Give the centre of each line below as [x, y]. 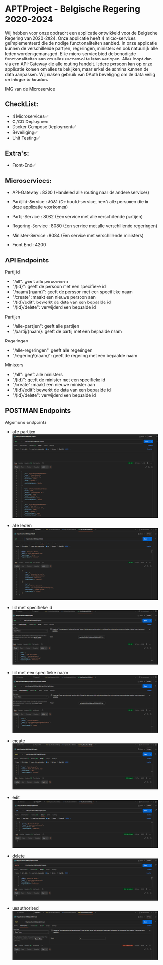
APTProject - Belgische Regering [73, 9]
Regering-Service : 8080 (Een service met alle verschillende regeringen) [85, 226]
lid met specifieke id [32, 608]
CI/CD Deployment [31, 121]
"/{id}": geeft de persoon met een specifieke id [59, 287]
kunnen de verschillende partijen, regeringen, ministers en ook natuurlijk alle [81, 48]
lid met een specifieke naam [40, 673]
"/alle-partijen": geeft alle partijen [45, 326]
